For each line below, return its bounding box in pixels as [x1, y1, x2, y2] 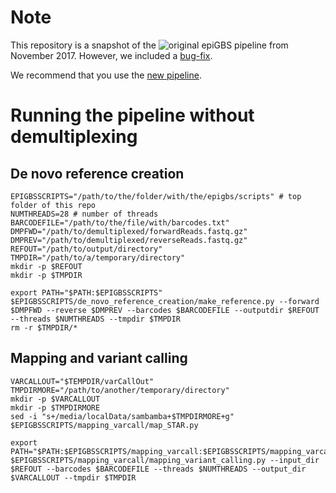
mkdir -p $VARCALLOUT [10, 394, 101, 404]
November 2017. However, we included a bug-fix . [10, 49, 213, 61]
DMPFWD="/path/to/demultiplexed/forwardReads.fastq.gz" [10, 226, 248, 236]
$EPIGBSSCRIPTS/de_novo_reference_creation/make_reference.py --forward [10, 296, 320, 306]
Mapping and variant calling [10, 350, 188, 367]
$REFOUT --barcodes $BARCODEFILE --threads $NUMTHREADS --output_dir [10, 464, 307, 474]
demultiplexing [10, 126, 138, 148]
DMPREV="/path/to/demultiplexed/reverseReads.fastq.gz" [10, 235, 248, 245]
